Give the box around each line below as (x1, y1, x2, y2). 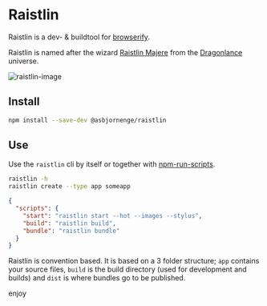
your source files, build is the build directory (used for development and (8, 264, 247, 274)
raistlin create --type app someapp (8, 183, 131, 191)
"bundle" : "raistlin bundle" (22, 227, 120, 235)
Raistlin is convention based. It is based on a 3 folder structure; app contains (8, 256, 260, 266)
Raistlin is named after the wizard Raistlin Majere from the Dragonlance (8, 47, 243, 57)
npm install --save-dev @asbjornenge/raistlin (8, 116, 167, 124)
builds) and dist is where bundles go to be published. (8, 273, 186, 283)
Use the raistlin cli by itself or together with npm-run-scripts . (8, 159, 216, 169)
